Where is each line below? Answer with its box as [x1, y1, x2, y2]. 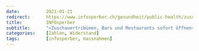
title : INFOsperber [6, 19, 76, 25]
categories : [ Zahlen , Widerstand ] [6, 30, 99, 36]
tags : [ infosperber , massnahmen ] [6, 36, 113, 42]
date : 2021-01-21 [6, 8, 73, 15]
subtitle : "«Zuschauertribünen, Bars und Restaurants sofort [6, 25, 174, 31]
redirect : [6, 14, 31, 20]
